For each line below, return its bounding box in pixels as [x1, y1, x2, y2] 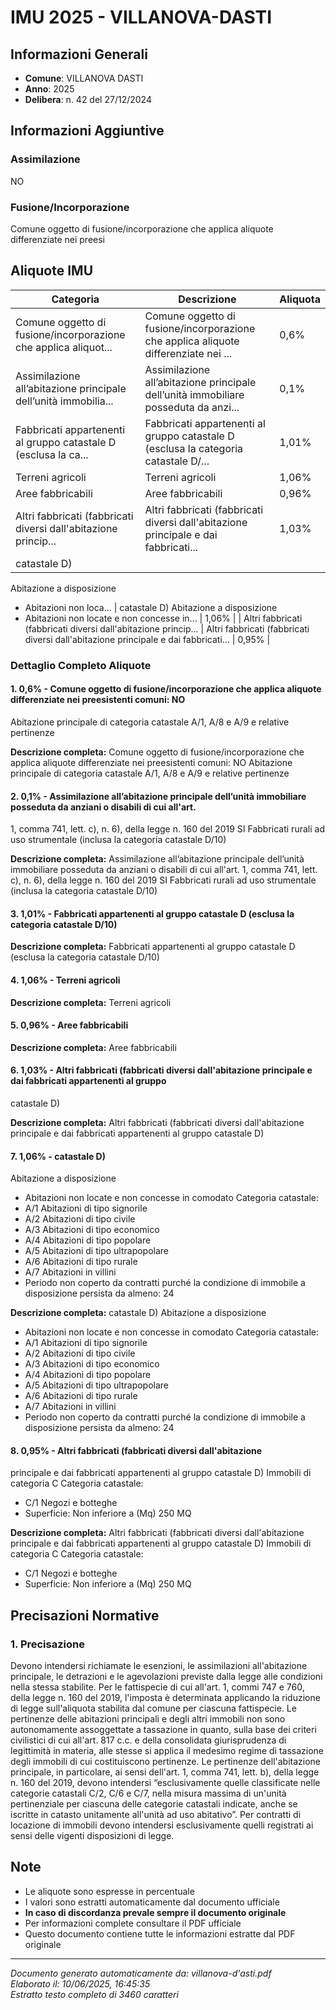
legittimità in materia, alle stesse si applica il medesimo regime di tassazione [10, 1745, 324, 1757]
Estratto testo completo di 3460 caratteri [10, 1988, 179, 2000]
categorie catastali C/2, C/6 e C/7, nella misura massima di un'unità [10, 1787, 287, 1800]
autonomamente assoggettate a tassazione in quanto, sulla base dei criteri [10, 1724, 317, 1736]
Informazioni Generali [10, 46, 148, 63]
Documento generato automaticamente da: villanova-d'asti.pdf [10, 1967, 272, 1979]
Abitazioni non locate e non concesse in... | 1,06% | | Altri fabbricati [24, 612, 303, 624]
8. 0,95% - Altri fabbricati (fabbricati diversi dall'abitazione [10, 1444, 263, 1456]
